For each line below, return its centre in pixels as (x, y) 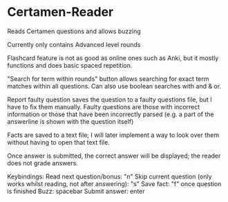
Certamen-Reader (60, 12)
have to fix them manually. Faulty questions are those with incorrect (104, 107)
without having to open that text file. (59, 142)
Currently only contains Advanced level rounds (74, 44)
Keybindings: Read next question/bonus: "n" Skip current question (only (110, 176)
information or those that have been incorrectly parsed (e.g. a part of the (111, 114)
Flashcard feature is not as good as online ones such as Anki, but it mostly (113, 58)
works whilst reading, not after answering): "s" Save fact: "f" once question (114, 183)
